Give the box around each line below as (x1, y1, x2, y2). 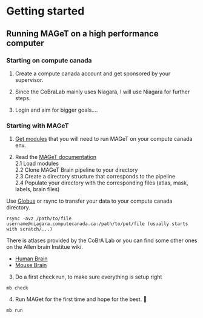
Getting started (6, 4, 85, 18)
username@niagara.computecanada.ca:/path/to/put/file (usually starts (6, 221, 188, 227)
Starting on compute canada (6, 56, 92, 64)
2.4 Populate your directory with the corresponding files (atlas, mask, (15, 179, 188, 186)
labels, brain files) (15, 186, 60, 193)
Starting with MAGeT (6, 121, 69, 130)
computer (6, 38, 44, 48)
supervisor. (15, 76, 44, 83)
